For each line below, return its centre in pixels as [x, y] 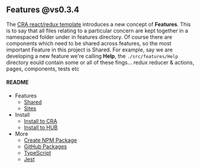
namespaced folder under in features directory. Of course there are [89, 37]
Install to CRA [40, 121]
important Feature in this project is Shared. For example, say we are [90, 50]
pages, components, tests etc [43, 69]
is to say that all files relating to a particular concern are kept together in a [97, 30]
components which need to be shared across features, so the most [89, 43]
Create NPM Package [50, 140]
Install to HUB [41, 127]
